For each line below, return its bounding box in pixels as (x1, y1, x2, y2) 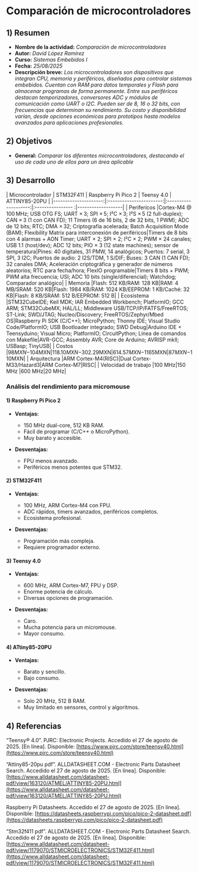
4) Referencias (6, 721, 62, 731)
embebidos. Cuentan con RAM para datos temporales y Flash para (14, 81, 178, 88)
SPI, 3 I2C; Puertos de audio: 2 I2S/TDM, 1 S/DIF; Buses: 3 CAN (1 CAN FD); (6, 254, 190, 261)
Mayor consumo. (23, 630, 65, 637)
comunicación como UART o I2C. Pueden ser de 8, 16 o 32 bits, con (14, 100, 180, 107)
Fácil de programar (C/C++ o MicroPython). (23, 428, 130, 435)
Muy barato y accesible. (23, 434, 83, 441)
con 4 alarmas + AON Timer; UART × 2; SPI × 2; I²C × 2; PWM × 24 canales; (6, 235, 192, 242)
